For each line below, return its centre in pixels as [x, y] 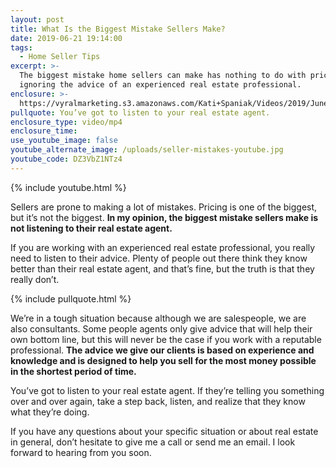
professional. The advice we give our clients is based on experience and [162, 350]
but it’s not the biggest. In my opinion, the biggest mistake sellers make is [164, 217]
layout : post [37, 19]
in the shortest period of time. [73, 371]
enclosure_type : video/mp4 [66, 122]
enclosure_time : [44, 131]
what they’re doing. [50, 412]
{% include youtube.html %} [68, 187]
